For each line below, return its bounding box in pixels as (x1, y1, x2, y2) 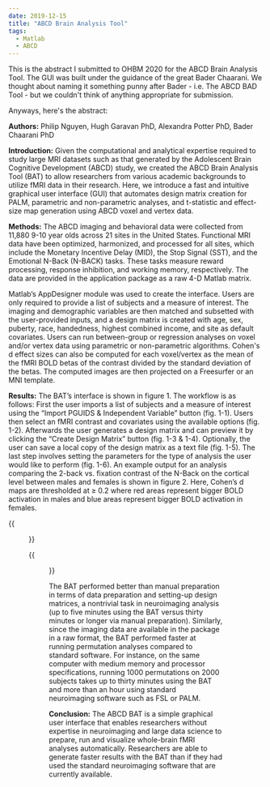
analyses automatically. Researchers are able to (49, 743, 208, 754)
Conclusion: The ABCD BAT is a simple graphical (49, 709, 213, 719)
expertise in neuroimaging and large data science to (49, 726, 222, 736)
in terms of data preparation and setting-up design (49, 590, 217, 600)
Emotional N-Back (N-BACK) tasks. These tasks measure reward (8, 256, 224, 266)
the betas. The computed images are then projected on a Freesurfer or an (8, 366, 254, 377)
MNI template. (8, 375, 56, 385)
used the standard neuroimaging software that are (49, 761, 216, 771)
